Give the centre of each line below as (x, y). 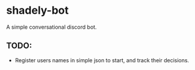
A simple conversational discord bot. (52, 27)
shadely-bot (38, 10)
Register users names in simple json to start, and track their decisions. (102, 60)
